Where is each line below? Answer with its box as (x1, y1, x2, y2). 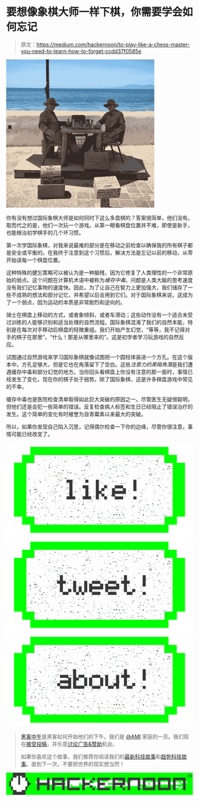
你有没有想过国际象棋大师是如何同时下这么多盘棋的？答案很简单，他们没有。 (6, 214, 193, 221)
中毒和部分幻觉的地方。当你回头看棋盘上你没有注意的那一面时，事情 (21, 368, 188, 375)
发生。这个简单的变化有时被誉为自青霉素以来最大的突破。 (6, 410, 146, 418)
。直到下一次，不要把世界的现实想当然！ (25, 761, 125, 768)
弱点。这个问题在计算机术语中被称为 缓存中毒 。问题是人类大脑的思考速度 (16, 276, 193, 283)
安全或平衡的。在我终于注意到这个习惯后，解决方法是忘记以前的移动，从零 (11, 249, 193, 256)
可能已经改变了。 (11, 430, 53, 437)
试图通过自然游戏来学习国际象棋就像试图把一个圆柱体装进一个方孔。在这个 (6, 353, 188, 360)
